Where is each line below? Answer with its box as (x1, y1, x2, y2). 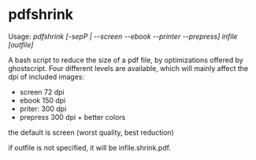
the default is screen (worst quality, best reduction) (8, 128, 175, 137)
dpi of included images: (8, 72, 85, 81)
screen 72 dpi (19, 87, 65, 96)
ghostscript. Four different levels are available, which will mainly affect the (8, 63, 249, 73)
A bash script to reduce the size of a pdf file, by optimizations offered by (8, 55, 244, 65)
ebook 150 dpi (19, 95, 66, 105)
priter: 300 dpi (19, 104, 67, 113)
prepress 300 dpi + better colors (19, 112, 126, 121)
